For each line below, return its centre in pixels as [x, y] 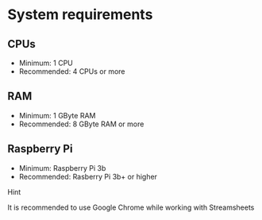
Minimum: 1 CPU [46, 63]
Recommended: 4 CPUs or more [72, 71]
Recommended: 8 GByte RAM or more [81, 124]
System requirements [80, 15]
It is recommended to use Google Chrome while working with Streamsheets [131, 207]
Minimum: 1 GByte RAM [57, 115]
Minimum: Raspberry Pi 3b [62, 168]
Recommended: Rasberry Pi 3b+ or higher [88, 176]
